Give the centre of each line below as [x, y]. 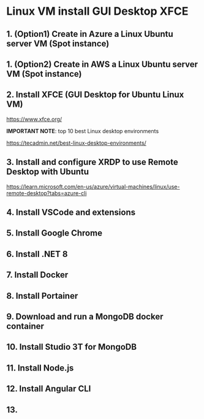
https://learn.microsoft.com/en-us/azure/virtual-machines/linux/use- [93, 186]
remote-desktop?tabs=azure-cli [47, 193]
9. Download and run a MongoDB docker [85, 316]
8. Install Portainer [42, 296]
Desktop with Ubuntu [48, 172]
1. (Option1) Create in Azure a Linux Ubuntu [90, 34]
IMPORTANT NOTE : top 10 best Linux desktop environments [83, 131]
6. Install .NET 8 [37, 254]
